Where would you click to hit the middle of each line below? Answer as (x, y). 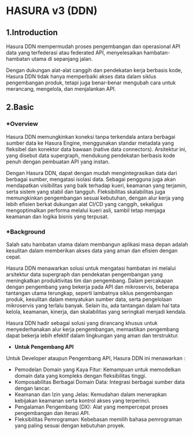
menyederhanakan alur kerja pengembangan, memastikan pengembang (93, 329)
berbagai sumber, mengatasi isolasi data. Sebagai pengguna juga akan (91, 179)
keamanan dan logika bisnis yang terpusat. (57, 216)
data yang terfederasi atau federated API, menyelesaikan (74, 53)
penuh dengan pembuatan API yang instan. (58, 162)
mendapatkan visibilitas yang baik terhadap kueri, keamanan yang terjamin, (97, 185)
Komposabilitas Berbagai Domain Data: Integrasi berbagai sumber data (100, 382)
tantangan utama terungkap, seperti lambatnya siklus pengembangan (89, 293)
